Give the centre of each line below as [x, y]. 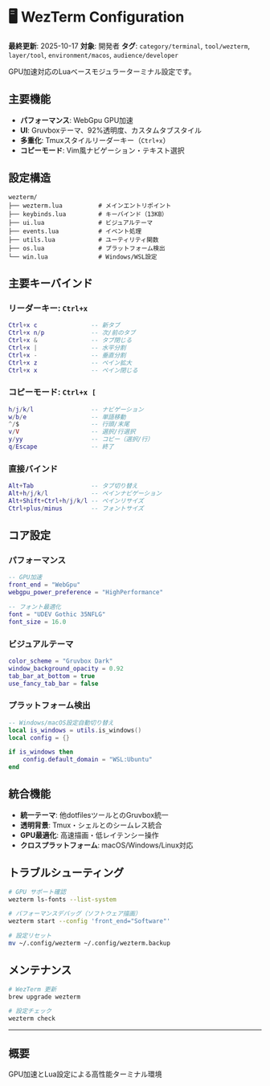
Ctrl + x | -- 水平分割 [67, 348]
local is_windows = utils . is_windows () [75, 730]
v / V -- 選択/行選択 [72, 432]
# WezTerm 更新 [33, 989]
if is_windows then [41, 752]
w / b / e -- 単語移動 [67, 417]
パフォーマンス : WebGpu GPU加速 [77, 120]
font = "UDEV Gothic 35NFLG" [57, 614]
